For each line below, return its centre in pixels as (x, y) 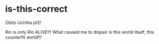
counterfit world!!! (24, 37)
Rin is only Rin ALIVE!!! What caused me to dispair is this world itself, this (80, 32)
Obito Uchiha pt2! (23, 22)
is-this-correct (36, 9)
